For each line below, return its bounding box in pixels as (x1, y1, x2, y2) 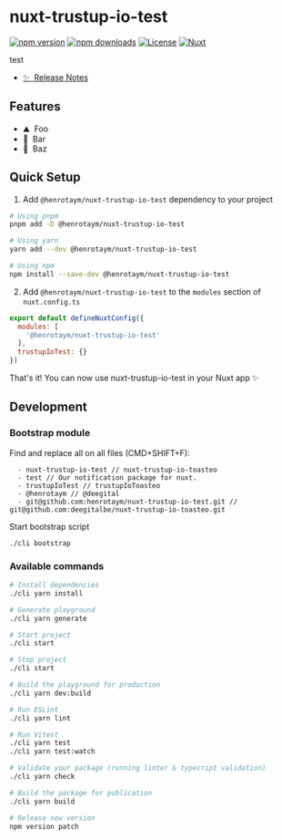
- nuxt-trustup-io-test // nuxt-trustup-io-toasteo (17, 465, 218, 474)
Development (9, 399, 88, 415)
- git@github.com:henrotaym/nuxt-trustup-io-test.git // (17, 497, 238, 506)
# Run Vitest (9, 730, 59, 740)
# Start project (9, 630, 71, 639)
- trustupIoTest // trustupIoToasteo (17, 481, 161, 490)
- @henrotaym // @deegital (17, 489, 120, 498)
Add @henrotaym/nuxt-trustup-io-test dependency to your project (22, 193, 274, 204)
